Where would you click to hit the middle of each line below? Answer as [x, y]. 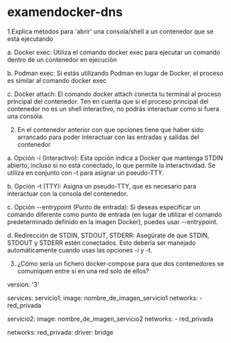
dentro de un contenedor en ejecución [62, 59]
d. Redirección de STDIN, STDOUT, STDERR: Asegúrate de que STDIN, [108, 235]
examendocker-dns [65, 12]
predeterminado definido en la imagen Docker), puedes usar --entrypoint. [113, 222]
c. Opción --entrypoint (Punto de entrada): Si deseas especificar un [104, 207]
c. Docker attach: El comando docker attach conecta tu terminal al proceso [114, 94]
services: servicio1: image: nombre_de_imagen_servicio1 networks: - [105, 298]
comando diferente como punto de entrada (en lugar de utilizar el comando [115, 214]
